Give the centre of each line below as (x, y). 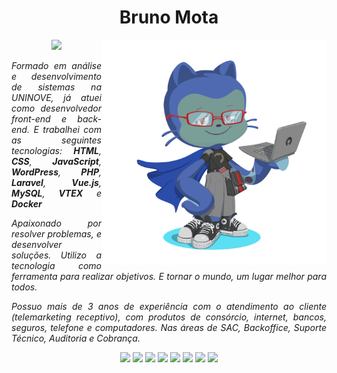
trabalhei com (72, 129)
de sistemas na (56, 87)
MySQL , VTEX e (56, 193)
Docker (27, 203)
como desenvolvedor (56, 108)
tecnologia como (56, 265)
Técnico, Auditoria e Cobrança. (76, 338)
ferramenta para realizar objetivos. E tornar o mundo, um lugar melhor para (169, 276)
